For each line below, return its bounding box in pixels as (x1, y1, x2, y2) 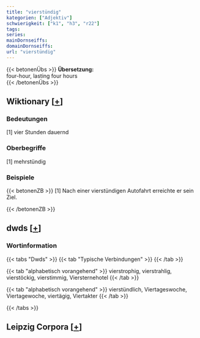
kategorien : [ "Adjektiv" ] (6, 15, 72, 21)
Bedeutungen (6, 115, 48, 123)
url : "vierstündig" (6, 49, 56, 55)
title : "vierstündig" (6, 9, 62, 15)
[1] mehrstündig (6, 157, 46, 165)
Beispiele (6, 173, 35, 181)
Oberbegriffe (6, 144, 46, 152)
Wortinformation (6, 241, 57, 250)
